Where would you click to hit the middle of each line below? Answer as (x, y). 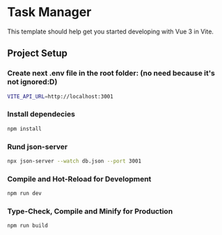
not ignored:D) (32, 82)
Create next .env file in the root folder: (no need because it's (111, 73)
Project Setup (38, 53)
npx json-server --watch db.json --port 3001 (74, 161)
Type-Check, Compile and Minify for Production (90, 211)
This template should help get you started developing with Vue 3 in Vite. (111, 31)
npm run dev (24, 194)
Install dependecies (41, 114)
